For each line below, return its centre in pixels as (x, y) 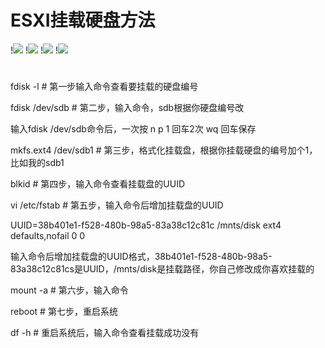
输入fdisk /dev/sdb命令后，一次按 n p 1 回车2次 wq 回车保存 (133, 129)
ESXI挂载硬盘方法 (83, 20)
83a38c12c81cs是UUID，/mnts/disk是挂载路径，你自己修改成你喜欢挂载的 (162, 269)
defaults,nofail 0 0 (48, 236)
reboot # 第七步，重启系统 (64, 312)
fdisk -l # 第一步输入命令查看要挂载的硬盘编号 (104, 87)
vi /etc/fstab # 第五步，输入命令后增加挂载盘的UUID (117, 205)
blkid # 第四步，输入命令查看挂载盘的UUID (98, 184)
